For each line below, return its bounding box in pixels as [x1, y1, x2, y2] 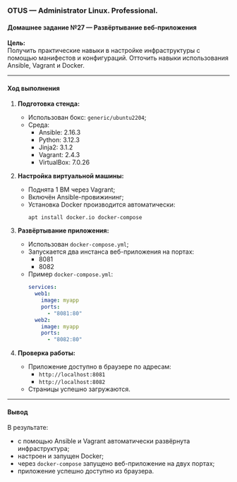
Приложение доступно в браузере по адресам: [28, 362, 171, 371]
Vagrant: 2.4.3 [38, 151, 80, 159]
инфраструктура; [17, 445, 70, 453]
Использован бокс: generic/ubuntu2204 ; [28, 113, 147, 122]
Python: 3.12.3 [38, 136, 80, 144]
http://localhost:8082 [38, 379, 106, 386]
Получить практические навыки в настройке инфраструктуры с [7, 47, 201, 55]
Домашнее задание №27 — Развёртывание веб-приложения [7, 23, 197, 32]
